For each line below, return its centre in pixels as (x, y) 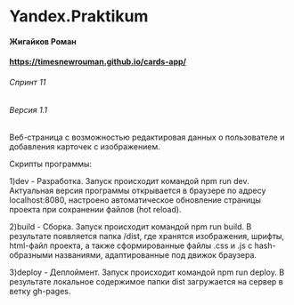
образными (31, 255)
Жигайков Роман (43, 41)
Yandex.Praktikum (79, 16)
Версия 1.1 (28, 109)
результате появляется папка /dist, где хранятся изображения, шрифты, (147, 237)
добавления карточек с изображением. (85, 147)
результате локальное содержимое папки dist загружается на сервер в (146, 282)
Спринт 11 (28, 82)
